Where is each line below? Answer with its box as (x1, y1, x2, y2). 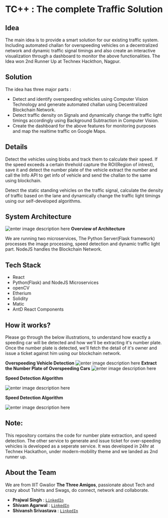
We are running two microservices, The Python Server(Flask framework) (5, 236, 155, 242)
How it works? (5, 321, 51, 329)
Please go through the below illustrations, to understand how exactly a (5, 334, 151, 340)
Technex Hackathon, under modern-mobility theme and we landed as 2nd (5, 448, 158, 454)
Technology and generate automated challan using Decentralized (12, 101, 148, 107)
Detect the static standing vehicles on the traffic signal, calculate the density (5, 187, 163, 193)
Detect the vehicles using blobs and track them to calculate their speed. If (5, 156, 158, 162)
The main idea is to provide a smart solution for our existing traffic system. (5, 37, 159, 43)
